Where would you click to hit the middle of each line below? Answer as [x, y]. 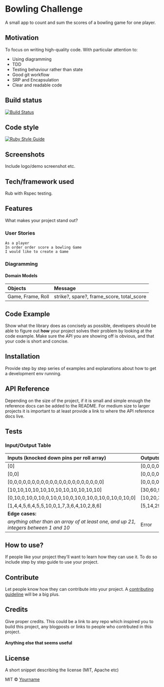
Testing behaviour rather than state [47, 69]
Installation [22, 356]
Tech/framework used [40, 182]
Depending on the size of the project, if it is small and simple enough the [78, 401]
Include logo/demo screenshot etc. [40, 166]
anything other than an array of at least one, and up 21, [72, 522]
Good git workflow [31, 75]
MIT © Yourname [22, 680]
